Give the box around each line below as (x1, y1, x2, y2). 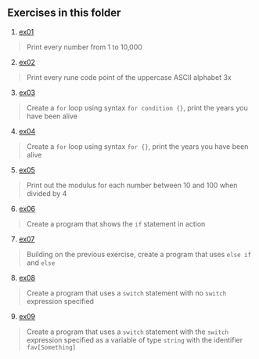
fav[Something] (26, 343, 77, 351)
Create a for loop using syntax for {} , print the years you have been (26, 141, 249, 151)
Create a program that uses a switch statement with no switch (26, 288, 227, 297)
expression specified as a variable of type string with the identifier (26, 335, 243, 344)
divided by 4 (26, 188, 67, 198)
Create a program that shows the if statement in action (26, 219, 206, 228)
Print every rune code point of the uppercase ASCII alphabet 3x (26, 72, 232, 82)
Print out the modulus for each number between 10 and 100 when (26, 180, 238, 190)
